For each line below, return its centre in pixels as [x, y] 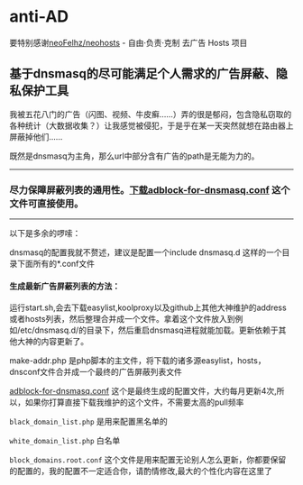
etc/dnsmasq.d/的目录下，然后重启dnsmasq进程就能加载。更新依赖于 [149, 330]
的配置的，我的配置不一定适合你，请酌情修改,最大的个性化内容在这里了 [141, 471]
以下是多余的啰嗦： [45, 233]
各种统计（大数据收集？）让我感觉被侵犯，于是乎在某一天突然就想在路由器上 [151, 125]
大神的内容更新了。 [52, 342]
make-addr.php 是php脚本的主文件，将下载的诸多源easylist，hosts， [138, 361]
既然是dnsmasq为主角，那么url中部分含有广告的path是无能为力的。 [134, 156]
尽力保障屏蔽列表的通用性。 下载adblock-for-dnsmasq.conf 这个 [150, 189]
